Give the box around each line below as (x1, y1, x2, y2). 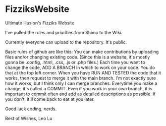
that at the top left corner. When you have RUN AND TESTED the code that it (5, 69, 161, 75)
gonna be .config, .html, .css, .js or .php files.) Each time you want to (5, 59, 145, 65)
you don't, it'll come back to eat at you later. (5, 96, 95, 102)
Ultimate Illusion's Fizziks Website (5, 20, 75, 26)
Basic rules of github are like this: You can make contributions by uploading (5, 49, 159, 55)
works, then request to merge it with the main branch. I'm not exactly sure (5, 75, 156, 81)
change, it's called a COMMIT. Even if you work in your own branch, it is (5, 85, 152, 91)
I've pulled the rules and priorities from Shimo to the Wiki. (5, 29, 123, 35)
